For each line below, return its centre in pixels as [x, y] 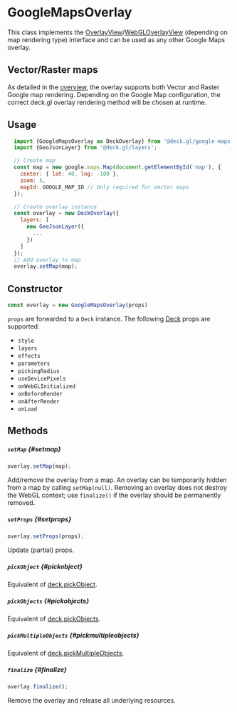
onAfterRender [38, 401]
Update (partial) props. [41, 550]
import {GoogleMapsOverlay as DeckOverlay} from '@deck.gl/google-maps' [124, 141]
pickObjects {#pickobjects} [48, 601]
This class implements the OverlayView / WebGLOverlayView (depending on [117, 32]
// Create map [35, 161]
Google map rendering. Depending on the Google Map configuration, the [114, 94]
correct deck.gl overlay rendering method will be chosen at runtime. [107, 102]
